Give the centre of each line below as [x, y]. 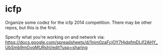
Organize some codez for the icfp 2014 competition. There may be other [79, 22]
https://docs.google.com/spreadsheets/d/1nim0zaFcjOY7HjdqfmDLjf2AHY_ [81, 42]
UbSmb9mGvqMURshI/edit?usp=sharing [46, 47]
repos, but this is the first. [31, 27]
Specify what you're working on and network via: [55, 37]
